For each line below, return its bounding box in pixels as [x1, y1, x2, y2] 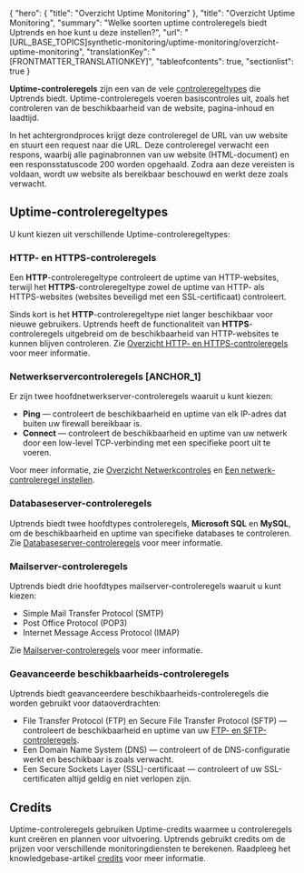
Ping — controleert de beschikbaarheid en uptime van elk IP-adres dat [22, 408, 287, 419]
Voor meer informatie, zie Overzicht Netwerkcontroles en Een [9, 465, 240, 476]
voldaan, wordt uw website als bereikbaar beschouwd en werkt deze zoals [9, 168, 289, 179]
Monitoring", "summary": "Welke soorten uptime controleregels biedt [9, 17, 268, 28]
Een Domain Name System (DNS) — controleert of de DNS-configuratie [22, 745, 290, 756]
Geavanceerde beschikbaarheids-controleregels [9, 667, 230, 680]
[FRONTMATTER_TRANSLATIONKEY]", [9, 56, 154, 66]
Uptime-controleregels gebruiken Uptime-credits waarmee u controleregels [9, 824, 292, 835]
